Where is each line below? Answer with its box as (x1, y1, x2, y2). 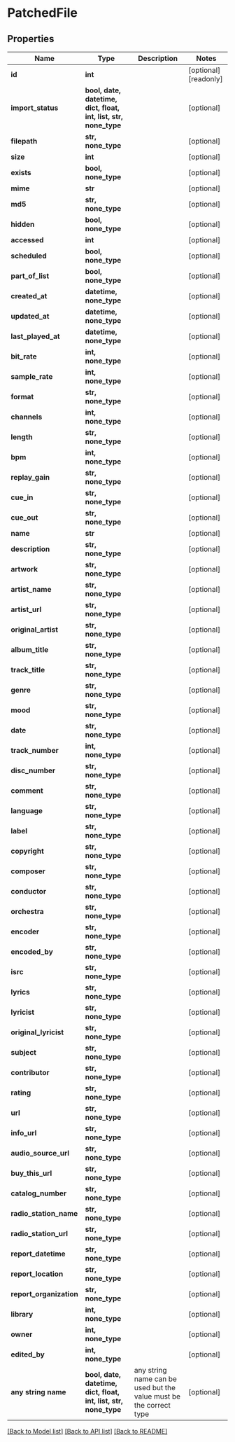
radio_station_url (10, 1229, 69, 1238)
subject (10, 1048, 37, 1057)
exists (10, 168, 31, 177)
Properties (7, 33, 55, 45)
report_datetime (10, 1249, 66, 1259)
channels (10, 412, 43, 422)
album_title (10, 645, 49, 654)
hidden (10, 219, 35, 229)
